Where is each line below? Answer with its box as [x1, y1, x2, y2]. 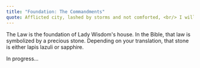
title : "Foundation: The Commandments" [6, 8, 105, 15]
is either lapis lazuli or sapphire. [6, 43, 84, 51]
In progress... [6, 55, 39, 62]
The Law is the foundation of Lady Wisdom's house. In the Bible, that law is [6, 30, 190, 38]
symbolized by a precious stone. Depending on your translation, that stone [6, 37, 189, 44]
